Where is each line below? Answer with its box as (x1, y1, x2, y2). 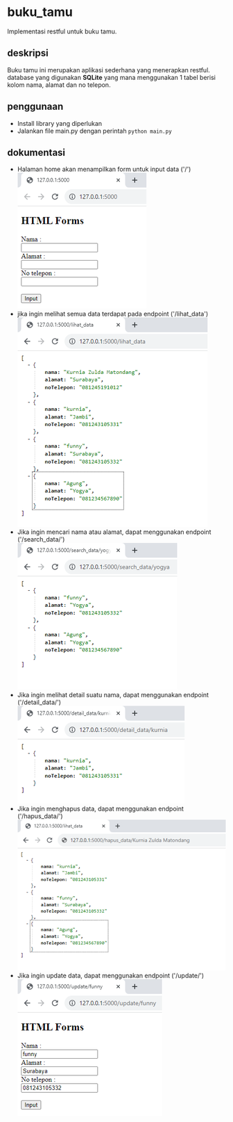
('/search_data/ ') (17, 535, 65, 544)
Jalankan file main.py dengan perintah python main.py (17, 127, 172, 135)
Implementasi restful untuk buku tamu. (7, 27, 117, 35)
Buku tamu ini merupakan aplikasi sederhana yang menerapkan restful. (7, 65, 210, 74)
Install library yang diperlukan (17, 119, 103, 127)
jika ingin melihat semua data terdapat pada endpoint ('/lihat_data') (17, 310, 209, 318)
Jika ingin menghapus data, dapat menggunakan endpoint (17, 804, 184, 813)
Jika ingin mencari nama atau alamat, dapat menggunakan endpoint (17, 528, 212, 536)
